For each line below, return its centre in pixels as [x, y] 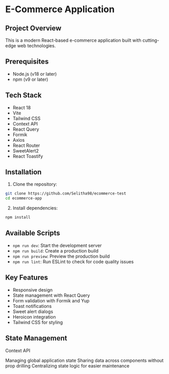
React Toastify [28, 156]
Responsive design [33, 290]
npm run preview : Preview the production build [61, 256]
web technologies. [36, 46]
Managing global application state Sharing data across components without [84, 360]
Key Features [27, 278]
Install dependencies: [35, 208]
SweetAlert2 [26, 150]
